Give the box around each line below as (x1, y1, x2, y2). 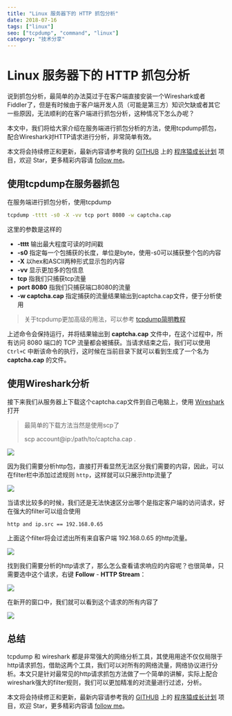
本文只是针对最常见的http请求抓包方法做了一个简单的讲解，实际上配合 (19, 670, 219, 678)
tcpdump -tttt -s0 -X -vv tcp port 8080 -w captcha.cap (7, 212, 171, 219)
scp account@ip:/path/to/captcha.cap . (23, 434, 136, 443)
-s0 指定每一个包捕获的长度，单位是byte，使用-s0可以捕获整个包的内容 (17, 248, 222, 257)
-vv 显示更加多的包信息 (17, 266, 84, 274)
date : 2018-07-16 (7, 17, 57, 24)
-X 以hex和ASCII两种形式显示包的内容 (17, 257, 126, 265)
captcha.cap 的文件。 (7, 356, 70, 364)
